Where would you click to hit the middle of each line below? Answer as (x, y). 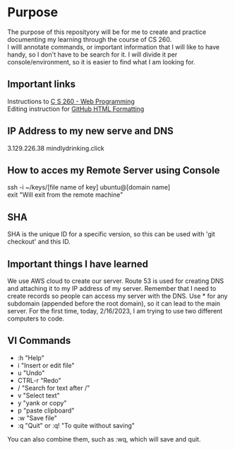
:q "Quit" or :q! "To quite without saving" (76, 425)
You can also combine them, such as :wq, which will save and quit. (104, 439)
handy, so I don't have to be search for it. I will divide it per (92, 54)
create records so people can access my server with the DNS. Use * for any (117, 296)
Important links (42, 85)
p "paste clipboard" (46, 410)
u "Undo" (31, 373)
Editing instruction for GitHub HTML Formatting (76, 109)
